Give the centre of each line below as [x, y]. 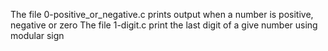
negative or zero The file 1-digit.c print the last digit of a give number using [164, 25]
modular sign [37, 35]
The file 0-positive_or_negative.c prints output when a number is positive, [162, 14]
